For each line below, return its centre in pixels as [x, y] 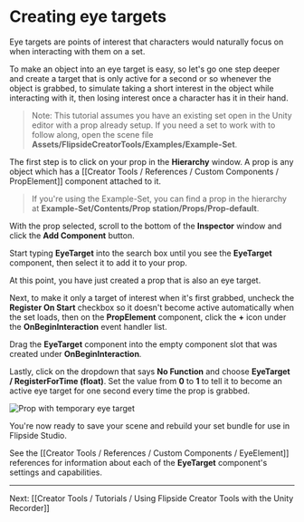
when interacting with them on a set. [77, 51]
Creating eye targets [88, 17]
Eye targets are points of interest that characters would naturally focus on [147, 42]
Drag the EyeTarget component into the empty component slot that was [143, 344]
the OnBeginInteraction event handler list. [88, 326]
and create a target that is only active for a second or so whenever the [140, 78]
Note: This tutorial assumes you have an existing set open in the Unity [161, 115]
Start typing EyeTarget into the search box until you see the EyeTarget [141, 253]
